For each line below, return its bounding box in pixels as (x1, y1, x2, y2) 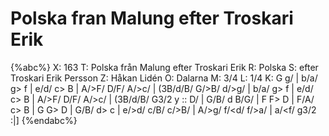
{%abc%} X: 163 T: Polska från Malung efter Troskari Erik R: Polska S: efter (10, 61, 319, 73)
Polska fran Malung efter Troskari (10, 7, 294, 30)
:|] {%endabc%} (10, 114, 78, 126)
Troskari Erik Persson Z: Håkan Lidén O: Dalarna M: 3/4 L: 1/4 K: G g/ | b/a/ (10, 72, 318, 84)
